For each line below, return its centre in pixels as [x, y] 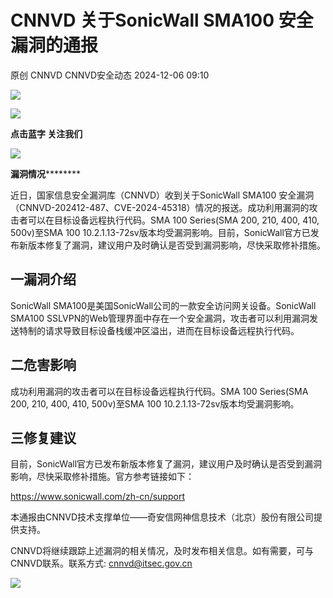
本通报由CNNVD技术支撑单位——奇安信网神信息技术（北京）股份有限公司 [162, 517]
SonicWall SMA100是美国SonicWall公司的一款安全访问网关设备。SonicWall [163, 305]
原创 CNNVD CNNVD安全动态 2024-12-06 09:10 [110, 75]
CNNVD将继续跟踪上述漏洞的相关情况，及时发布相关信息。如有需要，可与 [162, 551]
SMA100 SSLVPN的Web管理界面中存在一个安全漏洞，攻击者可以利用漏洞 [160, 318]
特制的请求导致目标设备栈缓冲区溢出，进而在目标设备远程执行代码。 [159, 330]
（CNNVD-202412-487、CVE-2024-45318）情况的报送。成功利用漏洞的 [160, 207]
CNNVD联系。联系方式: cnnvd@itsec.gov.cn [101, 563]
